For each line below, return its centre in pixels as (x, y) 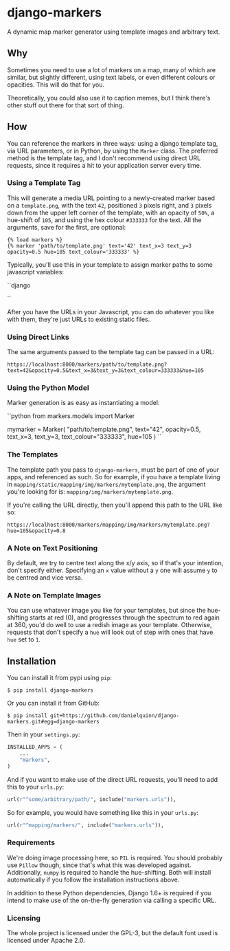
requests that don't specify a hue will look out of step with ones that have (110, 632)
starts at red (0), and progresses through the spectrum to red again (125, 617)
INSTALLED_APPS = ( (35, 747)
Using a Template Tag (44, 183)
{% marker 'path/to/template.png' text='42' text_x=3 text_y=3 (100, 245)
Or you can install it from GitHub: (54, 703)
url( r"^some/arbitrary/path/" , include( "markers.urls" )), (92, 799)
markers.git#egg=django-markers (53, 722)
